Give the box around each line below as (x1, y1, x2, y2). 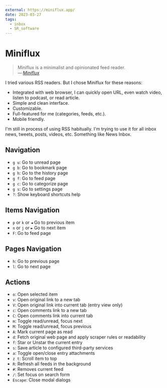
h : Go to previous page (12, 258, 60, 264)
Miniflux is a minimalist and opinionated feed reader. (17, 64, 125, 71)
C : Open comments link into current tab (12, 313, 93, 319)
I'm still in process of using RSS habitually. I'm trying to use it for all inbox (5, 126, 156, 132)
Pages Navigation (5, 245, 62, 253)
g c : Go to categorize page (12, 180, 69, 186)
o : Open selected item (12, 291, 58, 297)
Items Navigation (5, 206, 60, 215)
